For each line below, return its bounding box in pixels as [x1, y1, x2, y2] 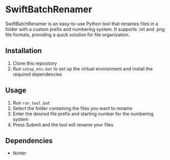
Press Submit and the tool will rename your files [12, 121, 114, 128]
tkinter [12, 150, 27, 156]
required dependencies [12, 71, 62, 77]
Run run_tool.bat [12, 99, 50, 106]
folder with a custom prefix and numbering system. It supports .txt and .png [5, 26, 165, 32]
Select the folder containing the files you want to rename [12, 105, 133, 111]
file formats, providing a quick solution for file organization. [5, 31, 130, 38]
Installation [5, 46, 42, 55]
